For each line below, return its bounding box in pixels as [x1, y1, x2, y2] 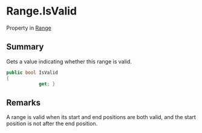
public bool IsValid [6, 70, 59, 76]
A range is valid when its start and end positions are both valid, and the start [6, 114, 197, 121]
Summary [6, 42, 44, 52]
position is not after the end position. [6, 120, 98, 128]
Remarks [6, 97, 41, 108]
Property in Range [6, 24, 51, 31]
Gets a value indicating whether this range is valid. [6, 57, 132, 65]
